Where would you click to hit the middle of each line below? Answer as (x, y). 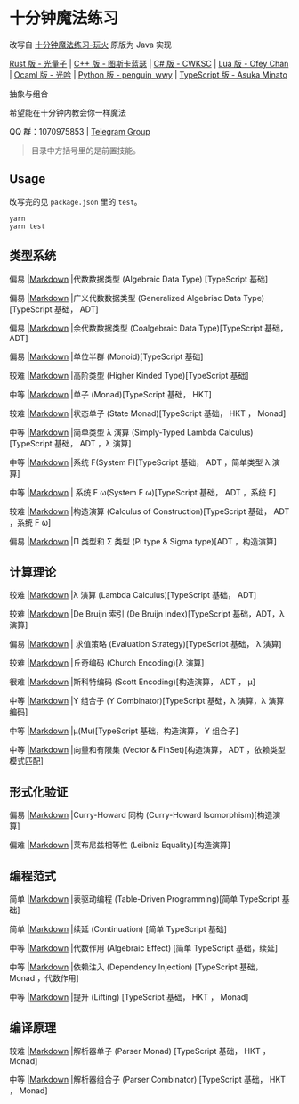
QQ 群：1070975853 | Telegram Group (80, 131)
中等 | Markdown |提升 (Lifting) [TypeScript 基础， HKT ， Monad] (129, 997)
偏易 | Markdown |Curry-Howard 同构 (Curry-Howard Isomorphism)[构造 (141, 815)
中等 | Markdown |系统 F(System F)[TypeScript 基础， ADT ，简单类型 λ (140, 462)
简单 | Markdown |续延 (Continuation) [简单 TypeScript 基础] (118, 929)
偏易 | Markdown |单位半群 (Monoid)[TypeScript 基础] (106, 356)
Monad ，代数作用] (44, 978)
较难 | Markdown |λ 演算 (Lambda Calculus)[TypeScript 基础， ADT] (133, 595)
